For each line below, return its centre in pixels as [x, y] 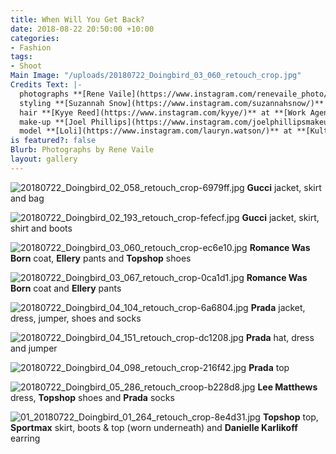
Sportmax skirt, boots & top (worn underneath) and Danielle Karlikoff [154, 427]
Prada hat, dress [280, 337]
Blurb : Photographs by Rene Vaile [82, 150]
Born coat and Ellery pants [66, 288]
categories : [35, 38]
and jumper [34, 348]
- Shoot [26, 66]
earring [25, 438]
